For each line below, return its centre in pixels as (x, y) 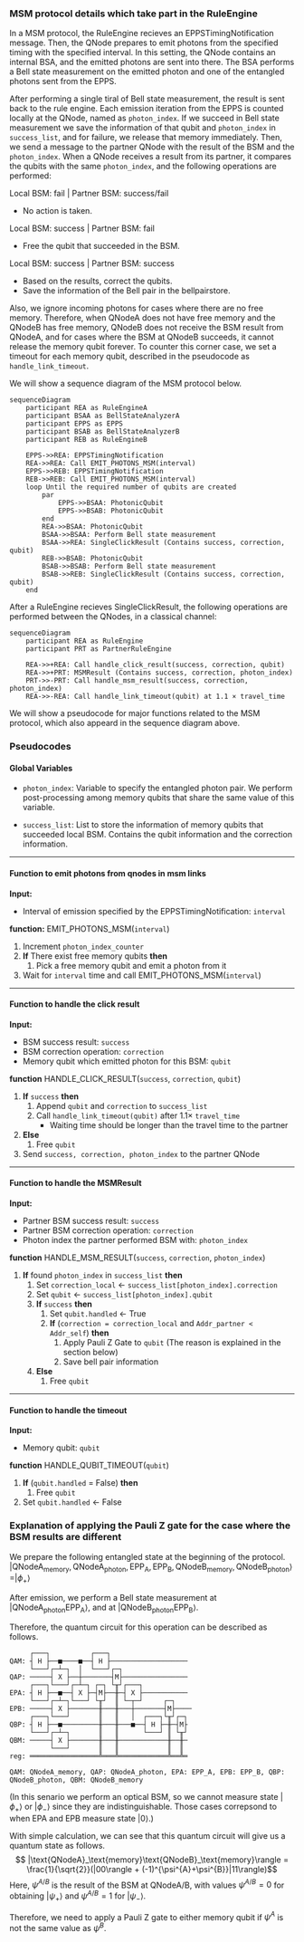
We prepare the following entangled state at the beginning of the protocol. (147, 1556)
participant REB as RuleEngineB (86, 440)
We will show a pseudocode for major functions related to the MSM (135, 713)
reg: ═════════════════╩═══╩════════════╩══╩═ (99, 1756)
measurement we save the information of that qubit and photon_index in (142, 128)
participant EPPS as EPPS (75, 424)
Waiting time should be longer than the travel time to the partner (169, 1124)
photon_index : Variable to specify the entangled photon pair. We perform (157, 788)
